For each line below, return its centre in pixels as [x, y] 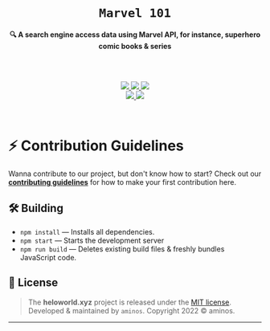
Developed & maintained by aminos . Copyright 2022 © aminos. [131, 310]
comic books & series [135, 46]
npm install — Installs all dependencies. [87, 231]
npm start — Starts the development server [92, 240]
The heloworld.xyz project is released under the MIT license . [129, 302]
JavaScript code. [48, 257]
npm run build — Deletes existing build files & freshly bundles [122, 249]
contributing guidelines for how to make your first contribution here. [123, 182]
